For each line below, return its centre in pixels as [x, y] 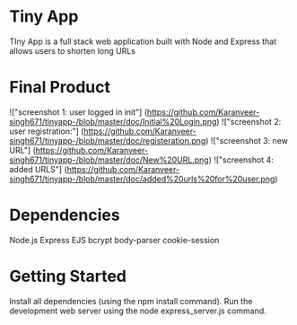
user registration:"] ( [47, 131]
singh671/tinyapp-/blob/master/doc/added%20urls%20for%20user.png [142, 179]
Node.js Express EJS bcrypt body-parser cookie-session [114, 240]
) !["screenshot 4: [241, 160]
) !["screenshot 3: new [247, 140]
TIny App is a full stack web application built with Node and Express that [143, 41]
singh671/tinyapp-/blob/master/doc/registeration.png [108, 140]
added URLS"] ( [38, 169]
